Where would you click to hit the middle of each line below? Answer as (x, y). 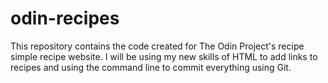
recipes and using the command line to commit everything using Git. (151, 67)
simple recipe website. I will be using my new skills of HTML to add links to (164, 56)
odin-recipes (65, 18)
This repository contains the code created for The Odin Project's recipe (157, 46)
